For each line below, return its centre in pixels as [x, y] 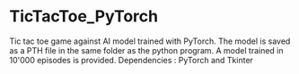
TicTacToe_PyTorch [84, 16]
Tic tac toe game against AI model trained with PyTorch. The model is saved [150, 41]
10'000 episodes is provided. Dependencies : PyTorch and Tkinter [132, 60]
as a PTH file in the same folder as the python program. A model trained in [147, 50]
